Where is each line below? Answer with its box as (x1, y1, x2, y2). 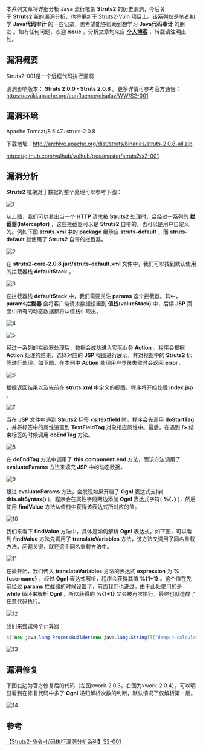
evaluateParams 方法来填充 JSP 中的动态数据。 (6, 463, 126, 471)
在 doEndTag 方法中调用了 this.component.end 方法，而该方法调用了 (6, 456, 181, 463)
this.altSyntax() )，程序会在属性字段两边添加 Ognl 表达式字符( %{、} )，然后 (6, 496, 196, 503)
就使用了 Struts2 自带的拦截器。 (26, 236, 107, 243)
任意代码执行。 (6, 598, 43, 605)
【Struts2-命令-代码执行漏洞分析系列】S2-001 (6, 738, 121, 745)
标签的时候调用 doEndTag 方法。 (11, 431, 94, 438)
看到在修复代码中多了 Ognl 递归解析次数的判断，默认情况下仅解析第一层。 (11, 690, 196, 697)
